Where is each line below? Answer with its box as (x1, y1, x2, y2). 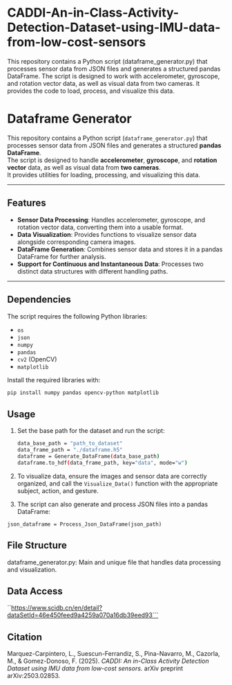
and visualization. (7, 565, 57, 573)
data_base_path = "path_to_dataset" (17, 440, 123, 447)
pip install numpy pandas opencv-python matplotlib (7, 389, 159, 396)
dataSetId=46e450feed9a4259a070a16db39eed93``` (7, 611, 159, 619)
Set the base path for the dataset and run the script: (17, 427, 165, 435)
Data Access (7, 585, 64, 597)
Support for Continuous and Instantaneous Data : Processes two (17, 260, 204, 268)
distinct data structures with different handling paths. (17, 267, 168, 275)
